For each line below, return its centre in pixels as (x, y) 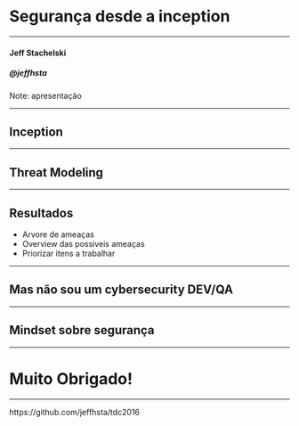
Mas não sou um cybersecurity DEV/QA (121, 290)
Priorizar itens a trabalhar (69, 253)
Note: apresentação (45, 95)
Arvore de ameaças (58, 234)
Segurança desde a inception (120, 16)
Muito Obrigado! (71, 378)
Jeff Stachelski (38, 53)
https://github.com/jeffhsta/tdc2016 (75, 412)
